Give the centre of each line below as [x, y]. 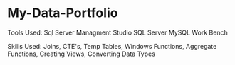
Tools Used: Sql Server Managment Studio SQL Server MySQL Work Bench [117, 32]
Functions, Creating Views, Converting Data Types [81, 54]
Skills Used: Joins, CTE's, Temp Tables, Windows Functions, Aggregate [112, 46]
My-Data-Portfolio [63, 13]
